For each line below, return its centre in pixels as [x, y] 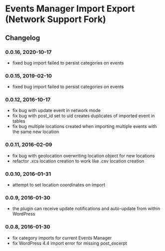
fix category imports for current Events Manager [62, 237]
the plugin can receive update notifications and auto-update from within [86, 208]
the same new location [36, 132]
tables [19, 121]
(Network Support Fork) [56, 19]
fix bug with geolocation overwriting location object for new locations [83, 155]
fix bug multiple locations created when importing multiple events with [84, 126]
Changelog [23, 38]
